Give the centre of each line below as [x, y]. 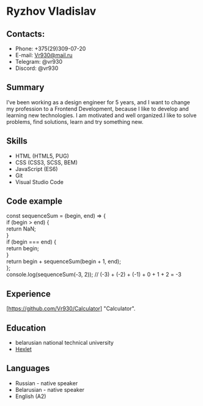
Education [26, 328]
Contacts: [26, 34]
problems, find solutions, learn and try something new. [75, 121]
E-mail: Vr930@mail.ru [44, 55]
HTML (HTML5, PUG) [42, 156]
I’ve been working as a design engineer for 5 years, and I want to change [98, 102]
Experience [28, 293]
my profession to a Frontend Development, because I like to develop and [98, 109]
